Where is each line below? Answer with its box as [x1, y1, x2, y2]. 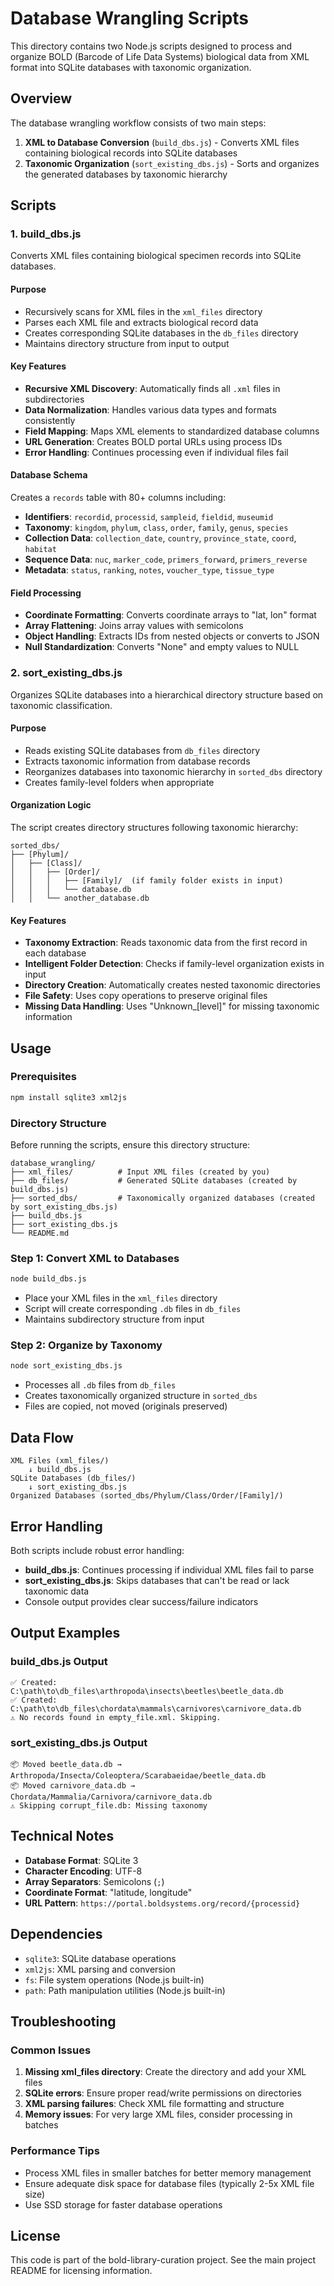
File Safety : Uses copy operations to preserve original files [24, 990, 268, 1002]
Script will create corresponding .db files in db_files [24, 1303, 242, 1315]
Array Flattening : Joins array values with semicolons [24, 620, 244, 632]
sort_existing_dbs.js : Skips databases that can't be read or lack [24, 1574, 290, 1586]
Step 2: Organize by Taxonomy [10, 1338, 163, 1352]
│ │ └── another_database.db [10, 893, 150, 903]
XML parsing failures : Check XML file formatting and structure [24, 2098, 285, 2110]
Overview [10, 90, 73, 107]
